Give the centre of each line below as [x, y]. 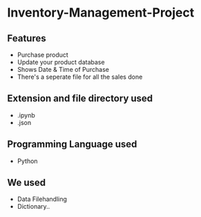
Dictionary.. [33, 207]
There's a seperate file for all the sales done [80, 77]
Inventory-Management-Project [101, 13]
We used [27, 183]
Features [27, 38]
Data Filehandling [42, 199]
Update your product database [61, 62]
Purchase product [43, 55]
